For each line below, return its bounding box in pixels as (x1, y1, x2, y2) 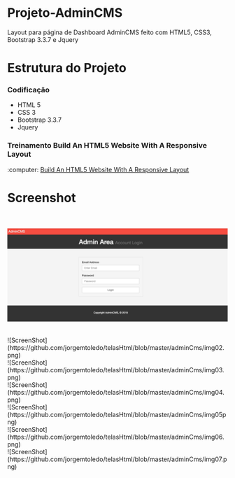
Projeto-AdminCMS (7, 5, 123, 21)
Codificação (7, 85, 50, 95)
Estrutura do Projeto (7, 60, 127, 76)
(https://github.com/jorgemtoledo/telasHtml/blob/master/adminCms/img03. (7, 366, 225, 374)
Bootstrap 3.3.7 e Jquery (7, 35, 79, 43)
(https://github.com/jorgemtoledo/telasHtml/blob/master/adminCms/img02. (7, 344, 225, 352)
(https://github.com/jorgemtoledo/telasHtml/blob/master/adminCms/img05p (7, 411, 227, 419)
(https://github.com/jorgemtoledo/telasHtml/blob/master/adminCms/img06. (7, 433, 225, 442)
